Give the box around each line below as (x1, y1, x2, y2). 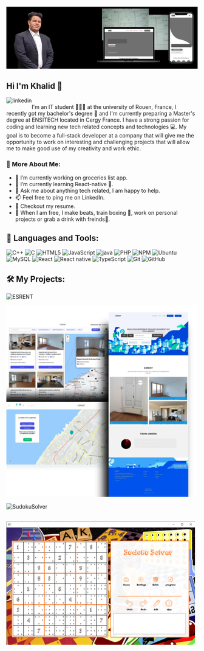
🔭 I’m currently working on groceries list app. (15, 174, 128, 181)
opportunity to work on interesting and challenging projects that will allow (6, 138, 190, 146)
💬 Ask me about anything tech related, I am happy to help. (15, 187, 160, 194)
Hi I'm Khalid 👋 (6, 80, 63, 91)
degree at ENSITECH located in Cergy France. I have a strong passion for (6, 116, 189, 124)
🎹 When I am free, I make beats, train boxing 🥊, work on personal (15, 209, 178, 216)
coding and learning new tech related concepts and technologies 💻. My (6, 123, 187, 131)
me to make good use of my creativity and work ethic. (6, 145, 141, 152)
